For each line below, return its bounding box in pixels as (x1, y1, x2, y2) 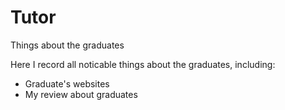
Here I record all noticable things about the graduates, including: (10, 58, 276, 70)
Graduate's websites (24, 77, 110, 90)
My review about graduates (24, 88, 138, 100)
